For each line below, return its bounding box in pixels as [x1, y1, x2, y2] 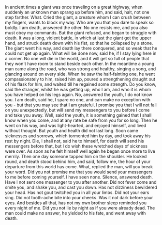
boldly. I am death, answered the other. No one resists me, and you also [5, 25, 148, 31]
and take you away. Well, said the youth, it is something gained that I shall [5, 112, 152, 118]
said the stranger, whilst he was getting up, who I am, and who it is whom [5, 87, 151, 92]
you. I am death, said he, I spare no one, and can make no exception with [5, 97, 151, 102]
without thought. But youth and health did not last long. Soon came [5, 128, 139, 133]
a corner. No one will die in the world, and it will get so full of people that [5, 56, 149, 61]
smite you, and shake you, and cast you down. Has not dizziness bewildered [5, 184, 157, 190]
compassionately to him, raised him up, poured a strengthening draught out [5, 76, 156, 82]
